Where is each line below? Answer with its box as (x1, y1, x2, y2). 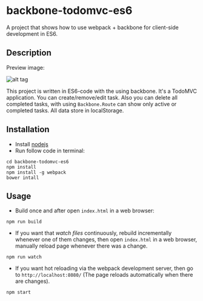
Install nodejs (15, 140, 48, 147)
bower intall (6, 174, 39, 181)
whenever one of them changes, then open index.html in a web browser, (15, 236, 198, 243)
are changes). (15, 277, 50, 285)
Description (6, 48, 52, 58)
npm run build (6, 219, 42, 225)
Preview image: (6, 64, 45, 71)
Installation (6, 124, 50, 135)
